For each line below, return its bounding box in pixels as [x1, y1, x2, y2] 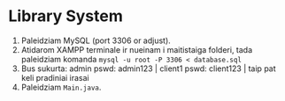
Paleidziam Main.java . [20, 82, 102, 92]
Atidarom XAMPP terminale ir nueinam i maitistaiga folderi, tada [20, 44, 253, 54]
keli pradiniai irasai [20, 72, 89, 83]
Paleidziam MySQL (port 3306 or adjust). [20, 35, 172, 46]
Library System [8, 6, 123, 26]
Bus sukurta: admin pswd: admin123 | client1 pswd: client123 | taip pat [20, 63, 276, 74]
